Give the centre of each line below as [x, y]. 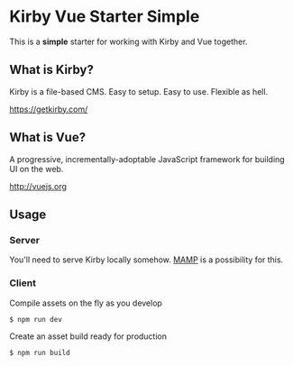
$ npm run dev [36, 319]
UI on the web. [37, 169]
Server [25, 240]
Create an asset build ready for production [88, 336]
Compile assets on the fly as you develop [86, 303]
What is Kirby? [52, 70]
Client [23, 283]
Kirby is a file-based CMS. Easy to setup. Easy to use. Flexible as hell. [139, 91]
